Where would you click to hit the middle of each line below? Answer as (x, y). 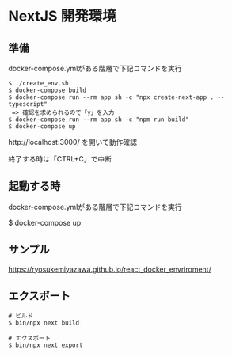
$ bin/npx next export (46, 345)
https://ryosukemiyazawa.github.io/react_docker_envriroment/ (110, 269)
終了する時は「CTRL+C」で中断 (60, 159)
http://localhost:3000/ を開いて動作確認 (72, 142)
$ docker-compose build (48, 90)
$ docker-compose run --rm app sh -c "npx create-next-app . (111, 97)
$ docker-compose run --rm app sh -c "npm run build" (99, 120)
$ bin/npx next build (44, 323)
